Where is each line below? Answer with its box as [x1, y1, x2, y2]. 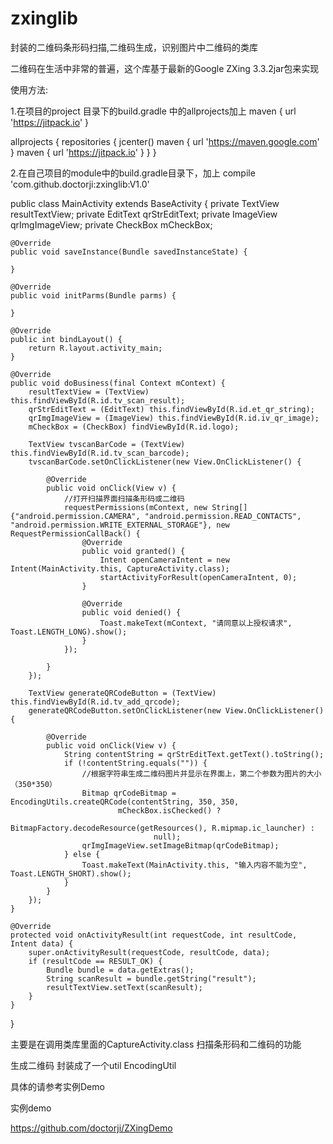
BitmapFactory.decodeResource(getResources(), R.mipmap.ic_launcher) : [10, 823, 315, 833]
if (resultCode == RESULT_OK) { [28, 956, 163, 966]
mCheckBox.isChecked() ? [117, 805, 222, 816]
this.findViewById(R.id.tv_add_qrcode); [10, 697, 182, 707]
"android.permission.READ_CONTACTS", [144, 511, 302, 521]
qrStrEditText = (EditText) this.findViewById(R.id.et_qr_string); [28, 404, 315, 414]
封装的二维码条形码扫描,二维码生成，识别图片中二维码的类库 [10, 41, 259, 53]
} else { [63, 849, 101, 859]
